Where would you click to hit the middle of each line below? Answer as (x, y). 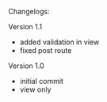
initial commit (41, 81)
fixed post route (46, 50)
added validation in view (59, 42)
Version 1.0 (26, 66)
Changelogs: (29, 11)
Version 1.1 (25, 26)
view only (35, 89)
